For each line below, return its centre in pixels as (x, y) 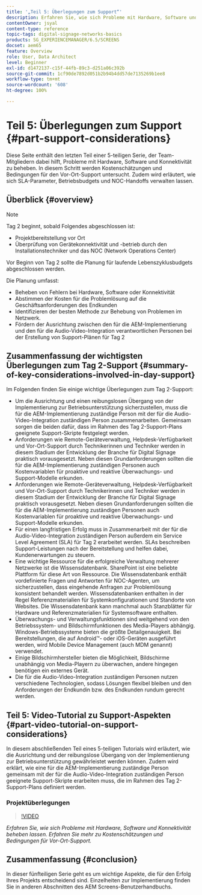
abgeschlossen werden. (36, 269)
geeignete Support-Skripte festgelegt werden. (72, 433)
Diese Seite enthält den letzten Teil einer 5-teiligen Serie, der (81, 155)
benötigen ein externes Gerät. (52, 670)
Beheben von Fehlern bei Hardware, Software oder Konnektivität (95, 292)
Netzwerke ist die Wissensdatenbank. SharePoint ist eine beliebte (96, 568)
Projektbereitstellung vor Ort (50, 238)
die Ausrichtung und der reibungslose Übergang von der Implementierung (98, 755)
